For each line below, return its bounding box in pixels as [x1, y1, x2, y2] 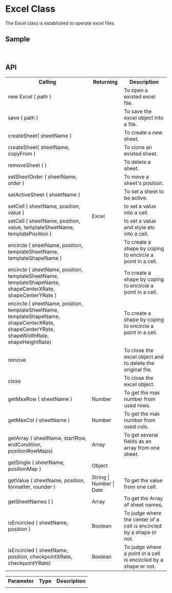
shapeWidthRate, [8, 332, 49, 339]
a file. [123, 120, 137, 128]
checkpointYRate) [8, 559, 51, 566]
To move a [123, 173, 149, 180]
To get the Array [123, 495, 163, 502]
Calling [38, 78, 56, 85]
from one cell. [123, 483, 157, 490]
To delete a [123, 158, 151, 166]
